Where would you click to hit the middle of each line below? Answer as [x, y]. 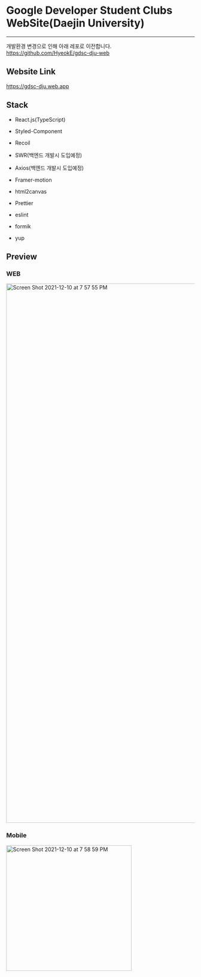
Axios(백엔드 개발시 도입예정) [49, 168]
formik [23, 226]
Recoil [22, 143]
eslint [22, 215]
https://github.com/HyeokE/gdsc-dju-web [58, 53]
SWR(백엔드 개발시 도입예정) [48, 155]
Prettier [24, 203]
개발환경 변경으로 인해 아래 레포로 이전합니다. [59, 46]
